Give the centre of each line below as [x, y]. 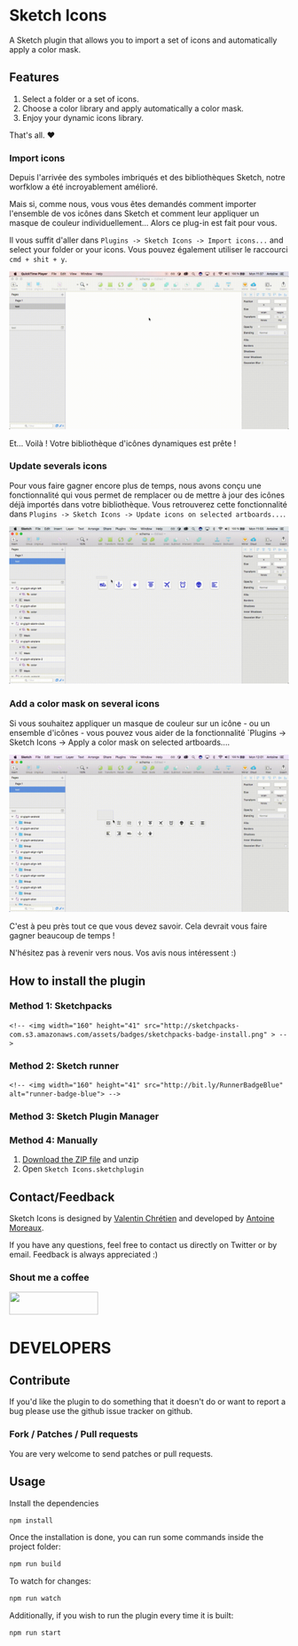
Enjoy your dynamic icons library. [83, 117]
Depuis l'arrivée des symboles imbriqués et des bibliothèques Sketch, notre [147, 178]
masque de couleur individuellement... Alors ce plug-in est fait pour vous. [143, 223]
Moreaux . [27, 1228]
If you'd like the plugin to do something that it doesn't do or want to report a [148, 1402]
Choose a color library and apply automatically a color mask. [133, 108]
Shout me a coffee [50, 1278]
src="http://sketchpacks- [192, 1026]
